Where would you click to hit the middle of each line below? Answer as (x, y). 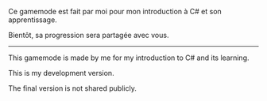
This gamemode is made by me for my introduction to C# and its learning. (129, 58)
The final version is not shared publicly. (72, 88)
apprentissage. (33, 20)
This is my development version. (61, 73)
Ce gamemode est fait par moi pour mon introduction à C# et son (115, 11)
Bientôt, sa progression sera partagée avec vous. (89, 35)
